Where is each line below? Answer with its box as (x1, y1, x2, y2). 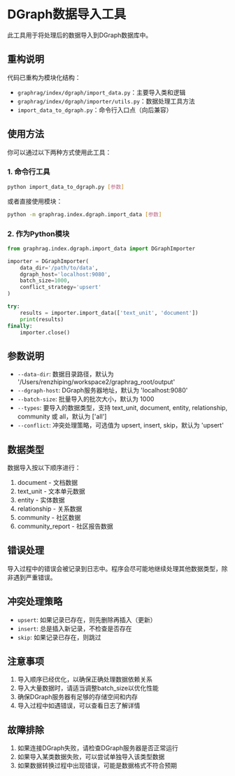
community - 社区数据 (17, 514, 81, 522)
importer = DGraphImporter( (7, 258, 90, 264)
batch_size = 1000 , (20, 277, 71, 284)
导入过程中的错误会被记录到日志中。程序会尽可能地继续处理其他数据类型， (7, 564, 222, 572)
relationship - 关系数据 (17, 505, 83, 513)
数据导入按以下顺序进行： (7, 463, 81, 472)
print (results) (20, 316, 64, 323)
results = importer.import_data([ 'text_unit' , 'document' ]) (20, 309, 199, 316)
